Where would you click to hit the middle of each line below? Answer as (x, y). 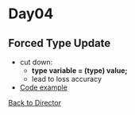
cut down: (36, 62)
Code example (43, 87)
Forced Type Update (60, 43)
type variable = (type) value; (79, 71)
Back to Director (35, 103)
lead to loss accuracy (66, 79)
